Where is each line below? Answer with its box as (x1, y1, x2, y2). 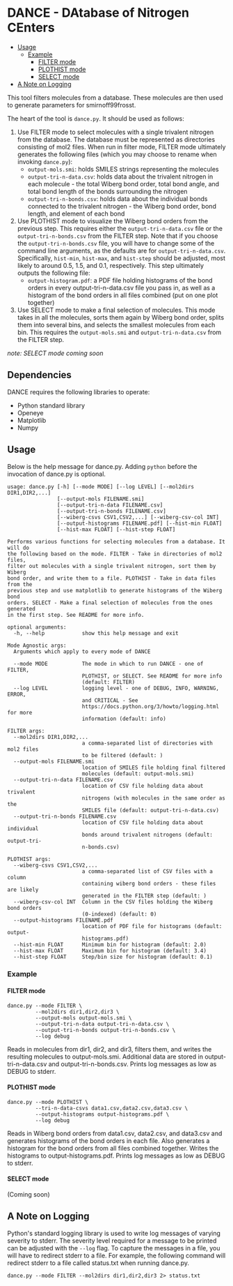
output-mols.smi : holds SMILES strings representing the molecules (27, 165, 219, 173)
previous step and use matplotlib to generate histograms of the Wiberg (7, 587, 223, 594)
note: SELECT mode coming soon (7, 349, 104, 357)
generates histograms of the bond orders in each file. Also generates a (7, 1136, 210, 1145)
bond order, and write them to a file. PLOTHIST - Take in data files (7, 574, 216, 582)
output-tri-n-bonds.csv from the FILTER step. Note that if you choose (17, 232, 218, 240)
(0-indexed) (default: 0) (81, 911, 157, 918)
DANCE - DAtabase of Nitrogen (7, 5, 190, 21)
